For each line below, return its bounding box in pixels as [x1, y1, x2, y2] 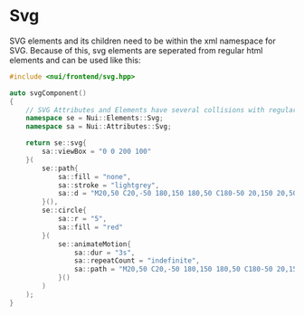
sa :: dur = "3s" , [73, 248, 136, 257]
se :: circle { [42, 206, 88, 215]
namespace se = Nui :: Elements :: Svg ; [25, 114, 165, 123]
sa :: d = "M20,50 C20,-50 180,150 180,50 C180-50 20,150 [57, 189, 273, 198]
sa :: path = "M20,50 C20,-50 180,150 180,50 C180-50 [73, 264, 273, 274]
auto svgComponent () [9, 88, 88, 98]
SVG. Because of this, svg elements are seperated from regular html [9, 44, 263, 55]
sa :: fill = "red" [57, 223, 124, 232]
